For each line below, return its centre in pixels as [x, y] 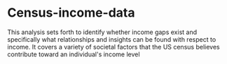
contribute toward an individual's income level [74, 54]
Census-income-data [71, 13]
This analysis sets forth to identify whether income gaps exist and [102, 32]
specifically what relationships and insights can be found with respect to [112, 39]
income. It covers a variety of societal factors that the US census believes [113, 47]
